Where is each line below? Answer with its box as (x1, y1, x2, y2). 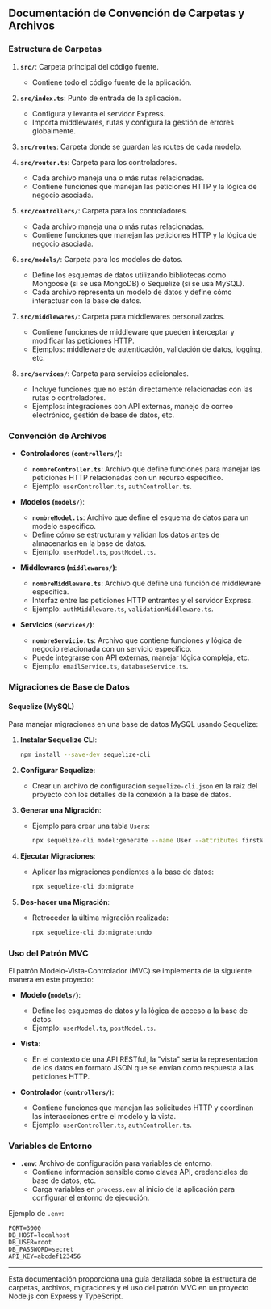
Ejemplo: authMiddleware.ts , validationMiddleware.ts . (31, 604, 214, 614)
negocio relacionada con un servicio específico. (31, 644, 192, 653)
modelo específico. (31, 521, 97, 530)
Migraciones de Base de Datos (8, 681, 131, 692)
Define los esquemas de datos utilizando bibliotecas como (31, 270, 227, 280)
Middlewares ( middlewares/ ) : (19, 562, 118, 572)
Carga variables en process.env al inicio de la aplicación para (31, 1184, 236, 1194)
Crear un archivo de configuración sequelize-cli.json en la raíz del (31, 780, 258, 791)
